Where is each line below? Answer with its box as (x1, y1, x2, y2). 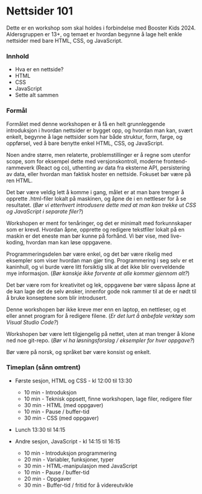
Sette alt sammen (14, 92, 59, 99)
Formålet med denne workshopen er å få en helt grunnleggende (6, 120, 166, 127)
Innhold (6, 52, 29, 60)
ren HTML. (6, 177, 33, 184)
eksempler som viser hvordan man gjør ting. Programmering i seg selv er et (6, 256, 194, 264)
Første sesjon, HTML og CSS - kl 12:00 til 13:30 (14, 377, 133, 384)
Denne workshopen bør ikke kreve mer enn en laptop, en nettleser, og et (6, 306, 186, 313)
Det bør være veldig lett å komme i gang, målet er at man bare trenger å (6, 188, 185, 195)
